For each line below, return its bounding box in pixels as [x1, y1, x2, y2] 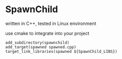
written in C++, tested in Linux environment [5, 20, 96, 26]
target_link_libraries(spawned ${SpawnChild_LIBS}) [5, 49, 117, 54]
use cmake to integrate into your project [5, 30, 89, 36]
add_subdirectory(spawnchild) [5, 40, 70, 45]
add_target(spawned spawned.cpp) [5, 44, 77, 49]
